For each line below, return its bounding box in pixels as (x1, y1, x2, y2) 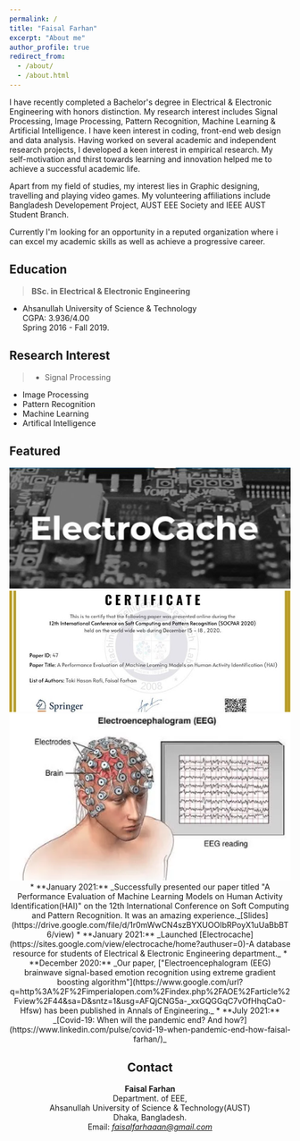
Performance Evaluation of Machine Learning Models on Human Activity (17, 891, 283, 902)
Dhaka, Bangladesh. (112, 1111, 187, 1122)
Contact (127, 1060, 173, 1075)
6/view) (46, 929, 75, 940)
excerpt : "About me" (9, 33, 87, 42)
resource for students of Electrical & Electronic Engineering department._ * (12, 949, 287, 959)
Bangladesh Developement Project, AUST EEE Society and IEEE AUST (9, 200, 266, 210)
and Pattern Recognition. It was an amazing (31, 910, 192, 921)
